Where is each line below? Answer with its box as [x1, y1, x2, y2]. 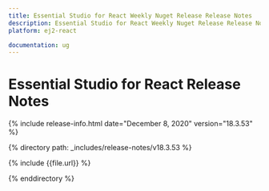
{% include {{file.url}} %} [8, 158, 91, 168]
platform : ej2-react [8, 26, 78, 34]
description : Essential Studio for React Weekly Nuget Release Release [8, 19, 252, 27]
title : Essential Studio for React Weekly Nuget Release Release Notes [8, 11, 252, 20]
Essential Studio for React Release [8, 75, 242, 94]
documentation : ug [8, 41, 70, 49]
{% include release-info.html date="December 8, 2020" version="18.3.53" [8, 119, 254, 129]
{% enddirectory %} [8, 173, 74, 184]
